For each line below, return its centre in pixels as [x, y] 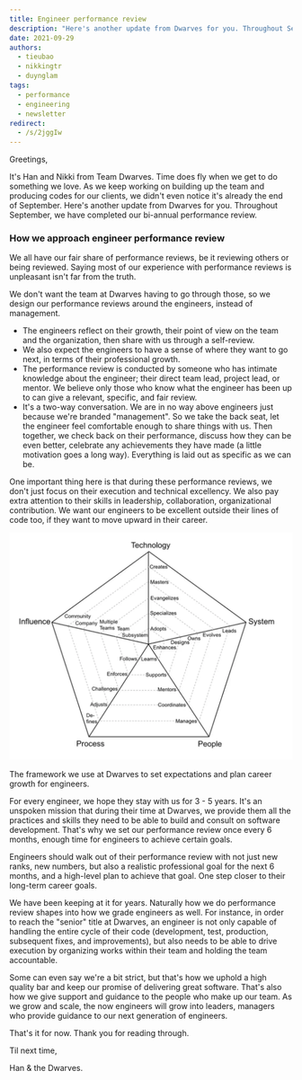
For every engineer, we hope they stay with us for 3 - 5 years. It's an [136, 801]
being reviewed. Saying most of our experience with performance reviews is [151, 267]
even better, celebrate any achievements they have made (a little [142, 446]
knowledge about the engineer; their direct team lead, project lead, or [151, 378]
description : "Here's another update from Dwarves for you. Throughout [146, 28]
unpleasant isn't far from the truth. [73, 277]
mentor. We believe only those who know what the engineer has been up [157, 388]
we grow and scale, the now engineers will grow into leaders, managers [142, 1005]
